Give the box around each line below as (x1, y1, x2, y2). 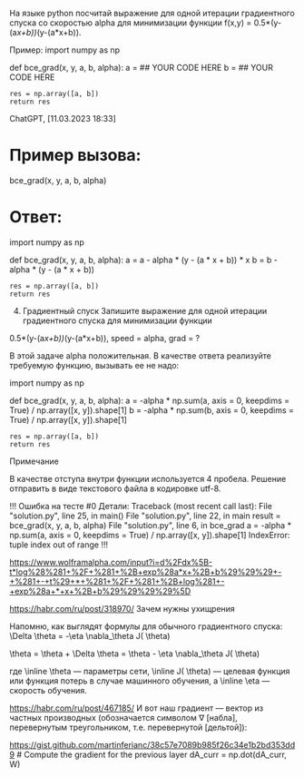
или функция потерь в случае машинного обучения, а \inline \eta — (9, 675, 270, 686)
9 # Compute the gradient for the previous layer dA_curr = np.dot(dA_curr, (9, 749, 288, 760)
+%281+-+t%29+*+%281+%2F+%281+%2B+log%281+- (9, 575, 225, 586)
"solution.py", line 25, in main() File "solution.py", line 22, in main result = (9, 510, 281, 521)
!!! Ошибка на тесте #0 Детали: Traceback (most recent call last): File (9, 500, 272, 511)
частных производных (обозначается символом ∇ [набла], (9, 712, 238, 723)
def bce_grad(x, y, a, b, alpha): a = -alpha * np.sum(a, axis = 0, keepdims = (9, 395, 290, 406)
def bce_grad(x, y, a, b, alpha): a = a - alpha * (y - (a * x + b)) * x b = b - (9, 254, 279, 265)
